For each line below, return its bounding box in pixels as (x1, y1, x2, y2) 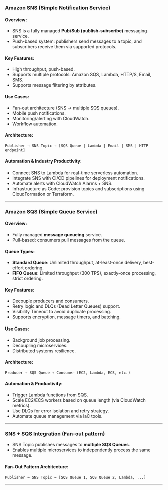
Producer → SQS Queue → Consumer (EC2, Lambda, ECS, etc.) (5, 370, 131, 375)
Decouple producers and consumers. (12, 298, 89, 304)
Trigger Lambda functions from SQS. (12, 392, 88, 398)
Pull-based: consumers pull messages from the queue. (12, 237, 126, 243)
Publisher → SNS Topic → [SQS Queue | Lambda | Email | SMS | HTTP (5, 143, 149, 148)
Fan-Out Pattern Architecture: (5, 463, 69, 470)
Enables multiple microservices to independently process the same (12, 447, 151, 453)
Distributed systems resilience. (12, 348, 76, 354)
